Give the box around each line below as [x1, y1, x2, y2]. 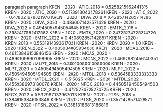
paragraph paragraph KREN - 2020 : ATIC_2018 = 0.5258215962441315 [5, 4, 148, 10]
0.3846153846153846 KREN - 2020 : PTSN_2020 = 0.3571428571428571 [5, 97, 152, 102]
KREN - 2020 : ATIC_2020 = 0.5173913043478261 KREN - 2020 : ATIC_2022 [5, 9, 158, 15]
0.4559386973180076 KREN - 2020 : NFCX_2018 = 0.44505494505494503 [5, 81, 158, 87]
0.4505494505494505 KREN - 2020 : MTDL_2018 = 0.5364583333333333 [5, 71, 157, 77]
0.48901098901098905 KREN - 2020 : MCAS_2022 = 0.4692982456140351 [5, 56, 158, 61]
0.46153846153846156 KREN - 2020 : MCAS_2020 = [5, 50, 111, 56]
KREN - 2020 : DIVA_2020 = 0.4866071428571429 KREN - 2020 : [5, 19, 137, 25]
